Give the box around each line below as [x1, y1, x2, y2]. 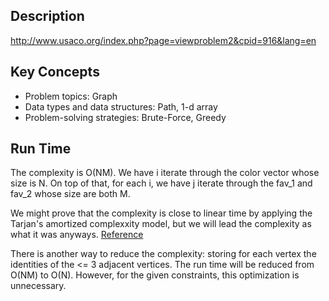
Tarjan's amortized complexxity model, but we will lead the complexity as [10, 218, 312, 230]
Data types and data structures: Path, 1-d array [24, 100, 218, 113]
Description [10, 8, 85, 25]
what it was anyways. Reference [10, 229, 144, 241]
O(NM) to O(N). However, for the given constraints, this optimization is [10, 269, 300, 281]
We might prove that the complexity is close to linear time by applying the [10, 207, 313, 219]
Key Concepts [10, 64, 100, 81]
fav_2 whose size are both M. [10, 188, 131, 200]
